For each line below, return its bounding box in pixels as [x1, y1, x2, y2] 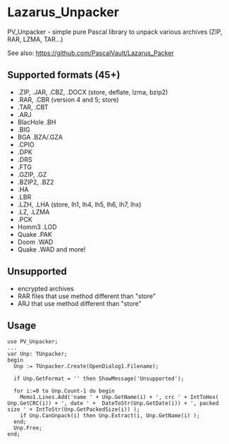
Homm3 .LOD [17, 223, 58, 231]
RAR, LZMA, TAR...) [7, 35, 63, 43]
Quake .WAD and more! [17, 245, 86, 254]
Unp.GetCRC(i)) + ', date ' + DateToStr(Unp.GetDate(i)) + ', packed [7, 400, 219, 407]
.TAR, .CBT [17, 103, 49, 111]
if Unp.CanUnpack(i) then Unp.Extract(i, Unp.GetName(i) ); [20, 412, 200, 419]
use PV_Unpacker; [7, 338, 58, 345]
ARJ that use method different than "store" [17, 299, 142, 307]
